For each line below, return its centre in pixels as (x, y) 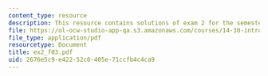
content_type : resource (48, 15)
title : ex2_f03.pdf (41, 52)
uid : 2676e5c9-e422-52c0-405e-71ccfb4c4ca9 (82, 60)
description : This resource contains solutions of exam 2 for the (121, 23)
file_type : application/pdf (55, 38)
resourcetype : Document (48, 45)
